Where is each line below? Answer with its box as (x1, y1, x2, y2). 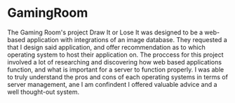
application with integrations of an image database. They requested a (27, 35, 227, 43)
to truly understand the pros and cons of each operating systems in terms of (7, 72, 228, 81)
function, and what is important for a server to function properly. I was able (7, 65, 224, 74)
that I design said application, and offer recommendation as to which (7, 43, 206, 51)
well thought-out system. (7, 88, 79, 96)
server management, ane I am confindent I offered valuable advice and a (7, 80, 217, 88)
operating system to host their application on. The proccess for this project (7, 50, 224, 59)
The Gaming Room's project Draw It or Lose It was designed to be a (7, 28, 203, 36)
